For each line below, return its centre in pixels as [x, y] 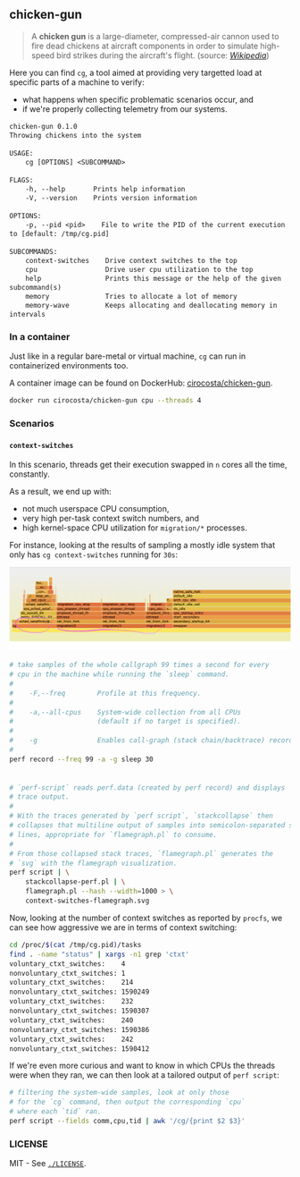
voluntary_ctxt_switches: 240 [71, 1020]
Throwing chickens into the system [75, 135]
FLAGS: [21, 180]
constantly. [30, 474]
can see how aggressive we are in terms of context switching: [123, 927]
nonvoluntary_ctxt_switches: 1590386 [79, 1029]
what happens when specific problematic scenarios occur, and [138, 99]
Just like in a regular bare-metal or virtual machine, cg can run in [128, 356]
